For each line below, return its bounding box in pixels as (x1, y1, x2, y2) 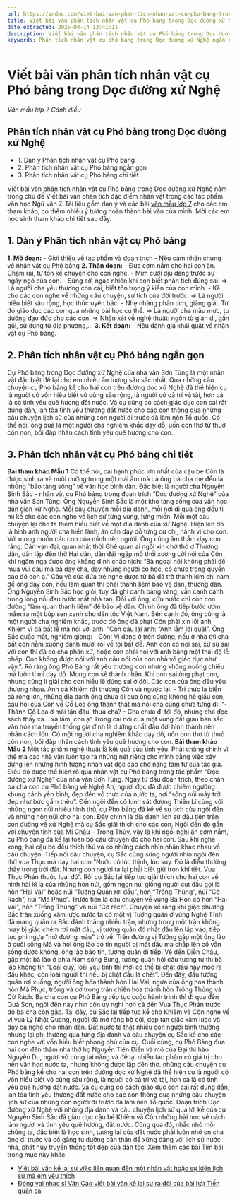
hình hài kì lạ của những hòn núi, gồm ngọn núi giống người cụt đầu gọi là (7, 880, 221, 889)
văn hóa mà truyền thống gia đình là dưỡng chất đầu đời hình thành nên (7, 722, 215, 731)
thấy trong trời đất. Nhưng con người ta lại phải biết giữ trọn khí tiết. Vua (7, 865, 216, 873)
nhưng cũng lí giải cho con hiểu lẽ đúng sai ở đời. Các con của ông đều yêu (7, 678, 226, 686)
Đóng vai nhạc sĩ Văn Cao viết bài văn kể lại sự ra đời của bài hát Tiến (17, 1179, 220, 1188)
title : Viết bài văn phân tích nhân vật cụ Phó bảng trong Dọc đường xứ (7, 17, 226, 24)
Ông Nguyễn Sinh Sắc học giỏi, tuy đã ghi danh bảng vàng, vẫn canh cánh (7, 587, 224, 596)
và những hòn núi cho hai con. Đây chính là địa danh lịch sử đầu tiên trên (7, 813, 219, 821)
